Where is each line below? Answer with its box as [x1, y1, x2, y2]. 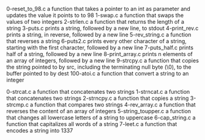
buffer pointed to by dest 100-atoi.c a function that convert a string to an [6, 70, 189, 77]
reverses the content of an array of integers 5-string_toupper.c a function [6, 108, 192, 114]
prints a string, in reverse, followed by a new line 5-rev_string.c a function [6, 31, 192, 38]
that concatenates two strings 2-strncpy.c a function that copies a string [6, 94, 189, 102]
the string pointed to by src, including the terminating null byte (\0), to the [6, 63, 192, 71]
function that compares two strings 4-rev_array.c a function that [34, 101, 196, 108]
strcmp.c [6, 101, 29, 108]
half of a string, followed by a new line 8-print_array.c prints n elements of [6, 51, 193, 57]
